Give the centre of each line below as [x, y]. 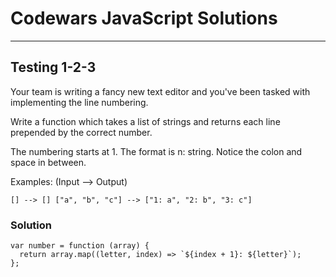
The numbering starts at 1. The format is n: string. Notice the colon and [156, 151]
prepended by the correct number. [81, 132]
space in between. [48, 162]
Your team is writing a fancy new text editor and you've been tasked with [160, 91]
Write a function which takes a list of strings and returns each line [145, 121]
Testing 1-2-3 [53, 67]
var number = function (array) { [80, 246]
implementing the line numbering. [79, 102]
